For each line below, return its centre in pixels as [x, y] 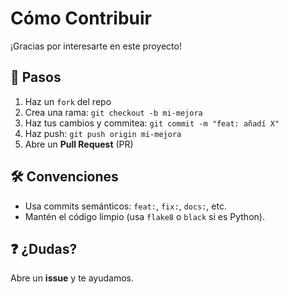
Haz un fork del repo [68, 101]
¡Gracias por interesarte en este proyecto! [96, 46]
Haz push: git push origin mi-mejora [103, 133]
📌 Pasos [36, 77]
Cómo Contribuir [81, 18]
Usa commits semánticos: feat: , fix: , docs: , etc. [125, 206]
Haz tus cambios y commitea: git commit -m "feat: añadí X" [152, 123]
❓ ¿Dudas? [44, 248]
